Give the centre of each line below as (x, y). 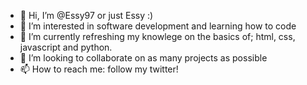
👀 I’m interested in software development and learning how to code (158, 26)
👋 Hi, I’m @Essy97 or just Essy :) (86, 15)
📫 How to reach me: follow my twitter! (99, 69)
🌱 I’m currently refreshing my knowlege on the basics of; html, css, (157, 36)
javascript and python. (66, 47)
